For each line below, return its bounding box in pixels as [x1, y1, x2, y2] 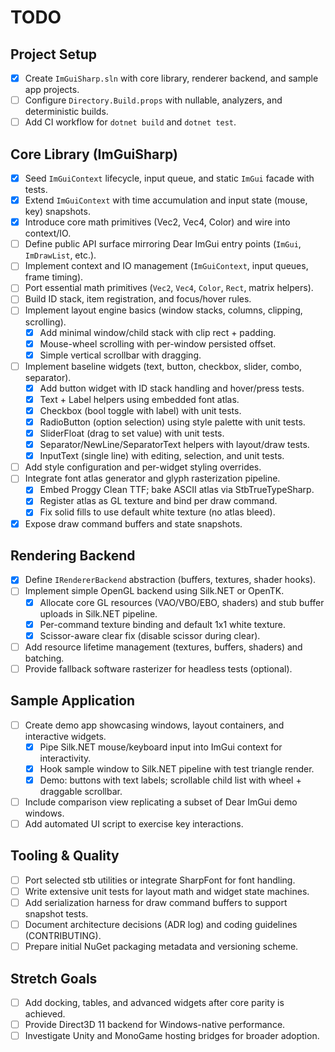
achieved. [24, 1008, 66, 1020]
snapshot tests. [24, 908, 89, 920]
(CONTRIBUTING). [24, 930, 102, 942]
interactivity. [39, 752, 92, 764]
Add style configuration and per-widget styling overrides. [24, 461, 262, 473]
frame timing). [24, 271, 84, 283]
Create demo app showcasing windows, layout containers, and [24, 719, 285, 731]
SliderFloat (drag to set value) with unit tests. [39, 427, 225, 439]
